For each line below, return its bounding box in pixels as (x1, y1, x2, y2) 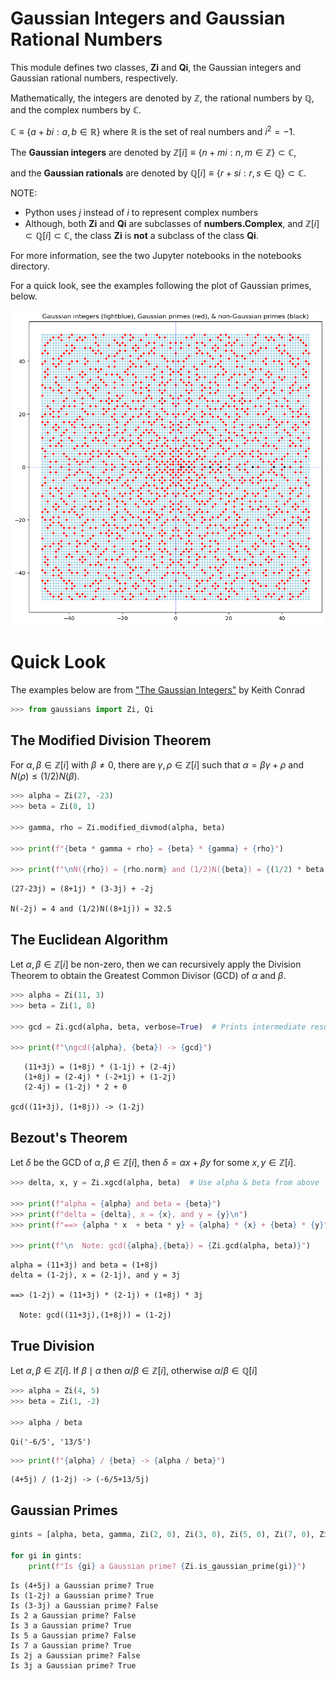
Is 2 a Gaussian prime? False (10, 1610, 137, 1621)
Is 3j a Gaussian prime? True (10, 1660, 137, 1671)
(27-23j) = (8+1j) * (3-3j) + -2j (10, 884, 155, 894)
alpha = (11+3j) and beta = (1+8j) (10, 1260, 159, 1271)
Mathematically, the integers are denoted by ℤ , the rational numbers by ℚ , (10, 92, 315, 104)
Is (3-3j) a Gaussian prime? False (10, 1600, 159, 1611)
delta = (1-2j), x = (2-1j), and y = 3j (10, 1270, 182, 1281)
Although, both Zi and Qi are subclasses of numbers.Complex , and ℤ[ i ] (24, 217, 320, 229)
